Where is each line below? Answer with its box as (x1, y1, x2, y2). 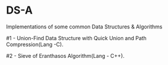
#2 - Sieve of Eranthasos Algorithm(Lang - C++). (6, 52, 125, 59)
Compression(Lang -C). (6, 41, 64, 48)
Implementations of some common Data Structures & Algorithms (6, 23, 163, 30)
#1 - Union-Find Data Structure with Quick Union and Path (6, 34, 147, 41)
